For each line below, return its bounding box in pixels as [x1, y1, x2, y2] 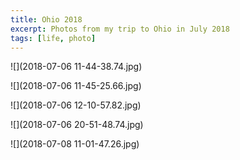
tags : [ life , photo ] [10, 33, 97, 43]
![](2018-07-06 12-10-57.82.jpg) [10, 99, 142, 111]
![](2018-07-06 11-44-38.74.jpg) [10, 61, 143, 73]
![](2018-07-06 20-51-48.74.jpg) [10, 119, 144, 131]
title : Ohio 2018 [10, 14, 83, 25]
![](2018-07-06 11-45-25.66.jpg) [10, 80, 142, 92]
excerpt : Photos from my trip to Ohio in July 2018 [10, 24, 230, 34]
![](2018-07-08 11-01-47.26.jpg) [10, 138, 140, 150]
